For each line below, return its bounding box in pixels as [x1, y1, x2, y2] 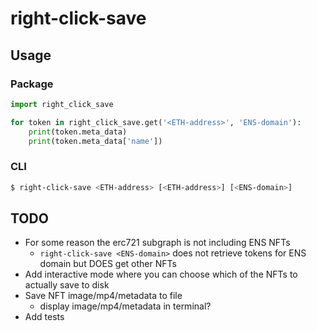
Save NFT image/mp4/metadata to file [24, 290, 183, 302]
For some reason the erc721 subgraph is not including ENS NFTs [24, 237, 291, 249]
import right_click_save [10, 99, 114, 109]
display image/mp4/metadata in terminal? [39, 300, 212, 312]
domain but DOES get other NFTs [39, 258, 177, 270]
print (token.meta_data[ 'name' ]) [28, 136, 163, 146]
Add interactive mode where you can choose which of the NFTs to [24, 268, 298, 281]
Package [10, 77, 54, 91]
